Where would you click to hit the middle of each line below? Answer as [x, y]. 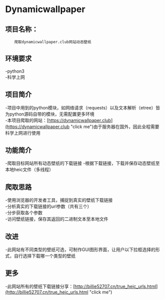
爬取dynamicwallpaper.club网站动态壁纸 [53, 42]
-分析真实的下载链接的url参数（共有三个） [48, 206]
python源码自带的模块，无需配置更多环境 [52, 114]
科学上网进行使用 [23, 133]
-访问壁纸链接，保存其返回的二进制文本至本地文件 [57, 219]
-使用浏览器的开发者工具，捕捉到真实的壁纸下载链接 [59, 200]
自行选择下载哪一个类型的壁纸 [45, 256]
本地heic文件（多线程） [29, 169]
